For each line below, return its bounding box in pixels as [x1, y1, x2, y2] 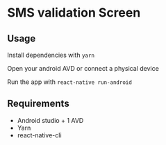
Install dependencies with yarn [7, 51, 95, 59]
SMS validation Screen [7, 5, 141, 21]
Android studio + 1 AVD [17, 116, 84, 124]
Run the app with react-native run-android [7, 78, 132, 86]
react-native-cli [17, 130, 62, 139]
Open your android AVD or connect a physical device [7, 65, 160, 72]
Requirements [7, 98, 69, 110]
